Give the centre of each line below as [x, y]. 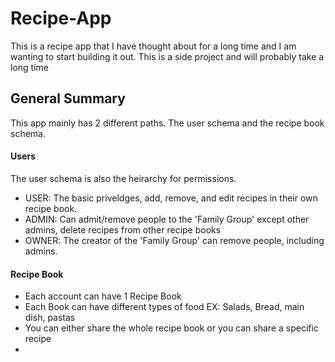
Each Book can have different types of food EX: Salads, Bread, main [164, 307]
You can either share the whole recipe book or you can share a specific [171, 328]
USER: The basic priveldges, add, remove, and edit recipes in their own [171, 198]
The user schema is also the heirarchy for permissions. [123, 178]
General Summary [68, 98]
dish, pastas [50, 318]
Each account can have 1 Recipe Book [103, 296]
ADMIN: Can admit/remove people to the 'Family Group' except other [167, 219]
